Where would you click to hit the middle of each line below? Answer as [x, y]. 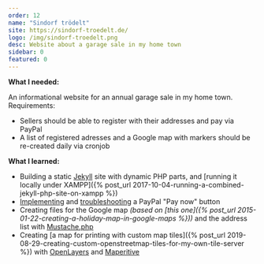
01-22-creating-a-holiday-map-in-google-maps [98, 218]
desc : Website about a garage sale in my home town [95, 45]
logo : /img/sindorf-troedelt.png [63, 37]
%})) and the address [213, 218]
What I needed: [34, 82]
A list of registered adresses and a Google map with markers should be [135, 137]
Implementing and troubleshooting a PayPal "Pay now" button [120, 201]
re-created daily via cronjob [65, 146]
